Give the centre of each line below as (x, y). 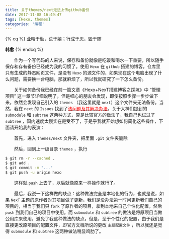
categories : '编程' (25, 24)
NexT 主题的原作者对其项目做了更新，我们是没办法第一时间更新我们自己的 (87, 200)
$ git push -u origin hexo (33, 172)
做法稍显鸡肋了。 (86, 231)
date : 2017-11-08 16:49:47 (33, 15)
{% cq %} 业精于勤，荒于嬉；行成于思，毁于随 (53, 39)
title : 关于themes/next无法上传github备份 (47, 10)
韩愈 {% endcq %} (24, 50)
